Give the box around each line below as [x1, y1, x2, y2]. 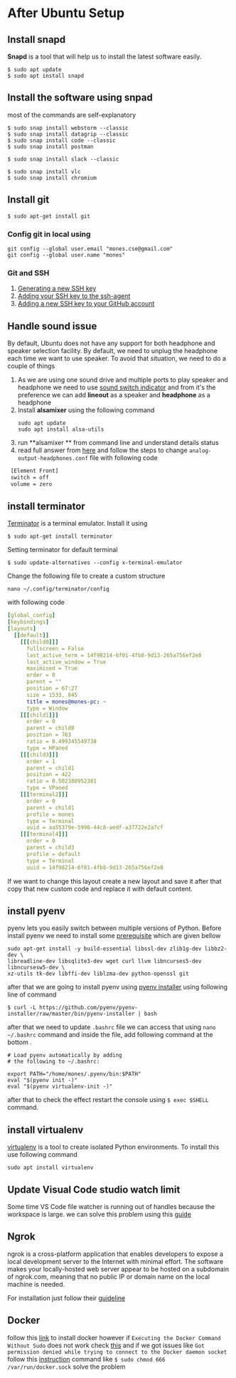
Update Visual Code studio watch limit [7, 1183, 181, 1195]
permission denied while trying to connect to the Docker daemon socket [7, 1348, 227, 1356]
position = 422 [26, 771, 72, 778]
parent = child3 [26, 844, 75, 852]
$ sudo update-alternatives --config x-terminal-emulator [7, 559, 183, 566]
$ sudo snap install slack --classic [7, 155, 119, 163]
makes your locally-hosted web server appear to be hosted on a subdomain [7, 1265, 230, 1273]
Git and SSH [7, 267, 50, 277]
